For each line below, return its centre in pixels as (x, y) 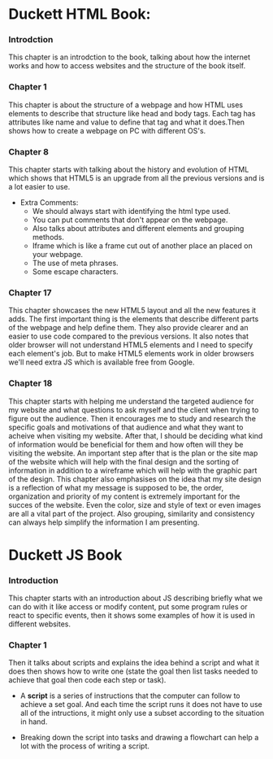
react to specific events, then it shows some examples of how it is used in (132, 616)
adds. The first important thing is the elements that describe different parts (134, 319)
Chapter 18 (30, 383)
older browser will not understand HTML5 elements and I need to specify (131, 345)
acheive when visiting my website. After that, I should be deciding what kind (136, 435)
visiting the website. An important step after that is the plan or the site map (133, 453)
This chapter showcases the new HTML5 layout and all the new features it (132, 311)
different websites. (40, 624)
